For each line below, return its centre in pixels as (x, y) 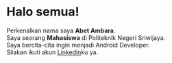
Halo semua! (43, 12)
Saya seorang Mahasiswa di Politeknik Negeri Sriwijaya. (86, 37)
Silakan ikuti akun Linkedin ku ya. (52, 52)
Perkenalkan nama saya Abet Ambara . (61, 30)
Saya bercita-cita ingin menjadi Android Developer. (78, 45)
